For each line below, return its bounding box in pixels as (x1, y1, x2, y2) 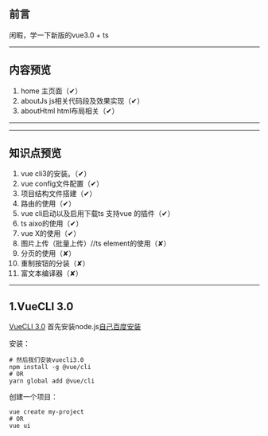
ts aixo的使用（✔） (20, 218, 84, 229)
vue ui (9, 422, 31, 430)
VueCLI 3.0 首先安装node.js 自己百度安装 (9, 322, 142, 332)
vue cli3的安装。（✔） (20, 169, 91, 179)
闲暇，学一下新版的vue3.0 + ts (9, 30, 110, 40)
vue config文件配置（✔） (20, 179, 104, 189)
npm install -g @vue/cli (9, 363, 91, 371)
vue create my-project (9, 408, 84, 416)
